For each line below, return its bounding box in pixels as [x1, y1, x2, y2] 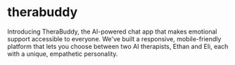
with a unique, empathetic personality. [7, 50, 118, 58]
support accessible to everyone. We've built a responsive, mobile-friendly [7, 34, 222, 43]
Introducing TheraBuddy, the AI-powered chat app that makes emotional [7, 27, 217, 36]
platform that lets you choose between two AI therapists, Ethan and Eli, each [7, 42, 229, 50]
